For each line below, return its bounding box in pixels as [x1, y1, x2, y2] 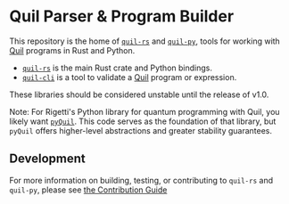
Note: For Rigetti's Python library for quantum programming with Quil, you [9, 106, 280, 117]
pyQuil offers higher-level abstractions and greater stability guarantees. [9, 125, 273, 135]
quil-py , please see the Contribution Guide [9, 184, 168, 195]
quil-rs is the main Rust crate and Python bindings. [21, 62, 212, 73]
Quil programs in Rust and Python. [9, 45, 136, 55]
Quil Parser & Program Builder [9, 6, 235, 27]
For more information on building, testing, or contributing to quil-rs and [9, 175, 274, 185]
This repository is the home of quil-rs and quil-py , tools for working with [9, 36, 281, 46]
